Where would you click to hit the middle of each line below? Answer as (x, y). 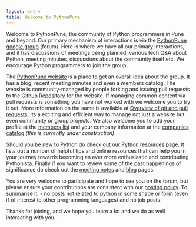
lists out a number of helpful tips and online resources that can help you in (96, 150)
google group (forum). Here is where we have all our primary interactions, (95, 46)
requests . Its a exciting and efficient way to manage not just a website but (95, 114)
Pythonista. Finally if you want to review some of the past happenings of (94, 163)
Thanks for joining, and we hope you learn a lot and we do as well (86, 211)
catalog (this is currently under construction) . (61, 133)
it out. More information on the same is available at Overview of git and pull (97, 108)
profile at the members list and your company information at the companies (98, 127)
